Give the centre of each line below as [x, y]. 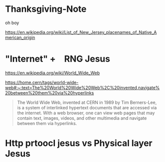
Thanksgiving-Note [46, 9]
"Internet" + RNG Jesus [58, 59]
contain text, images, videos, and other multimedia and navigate [82, 118]
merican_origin [20, 37]
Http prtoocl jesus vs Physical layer [79, 143]
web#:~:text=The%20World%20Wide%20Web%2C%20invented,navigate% [82, 88]
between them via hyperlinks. [47, 123]
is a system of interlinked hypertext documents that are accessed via [87, 107]
